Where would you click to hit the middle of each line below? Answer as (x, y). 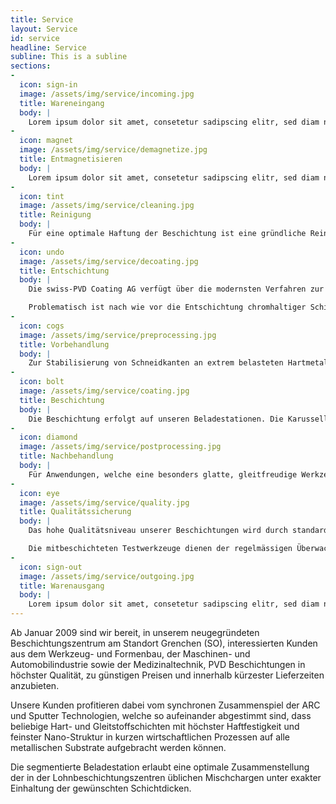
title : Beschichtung (62, 400)
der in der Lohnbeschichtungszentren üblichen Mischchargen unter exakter (166, 777)
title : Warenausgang (62, 586)
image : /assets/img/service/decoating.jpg (109, 261)
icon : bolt (42, 382)
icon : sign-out (51, 567)
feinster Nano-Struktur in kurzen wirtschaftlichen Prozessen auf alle (150, 737)
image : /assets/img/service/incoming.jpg (107, 94)
